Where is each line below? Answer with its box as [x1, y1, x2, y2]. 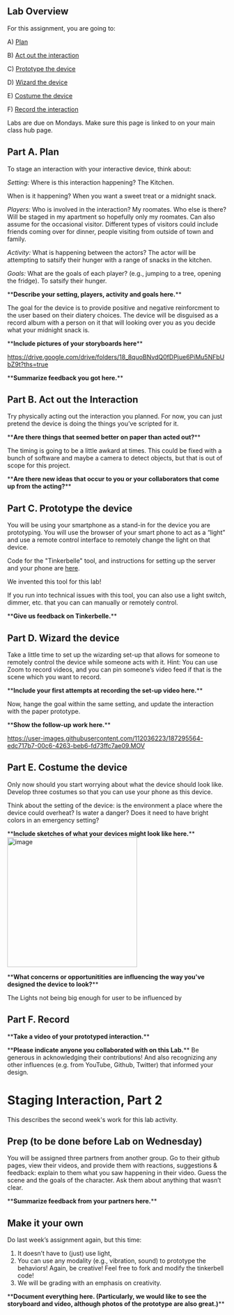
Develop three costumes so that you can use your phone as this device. [7, 787, 213, 796]
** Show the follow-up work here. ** [7, 721, 111, 729]
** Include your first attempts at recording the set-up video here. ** [7, 686, 203, 695]
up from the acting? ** [7, 482, 72, 490]
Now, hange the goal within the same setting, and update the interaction [7, 700, 214, 708]
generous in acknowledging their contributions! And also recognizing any [7, 1053, 217, 1061]
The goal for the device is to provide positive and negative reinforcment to [7, 303, 220, 312]
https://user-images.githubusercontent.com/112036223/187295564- [7, 734, 203, 742]
